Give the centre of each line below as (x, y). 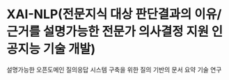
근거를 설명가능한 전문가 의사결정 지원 (108, 32)
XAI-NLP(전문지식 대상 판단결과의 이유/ (114, 14)
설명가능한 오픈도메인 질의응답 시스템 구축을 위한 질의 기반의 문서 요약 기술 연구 (114, 70)
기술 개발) (69, 49)
